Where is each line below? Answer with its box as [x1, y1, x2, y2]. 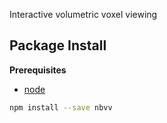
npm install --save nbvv [9, 102, 113, 113]
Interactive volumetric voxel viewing [9, 9, 158, 20]
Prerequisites [9, 64, 67, 76]
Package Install [9, 37, 107, 54]
